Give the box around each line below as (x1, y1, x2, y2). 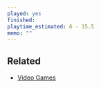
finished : (7, 17, 36, 24)
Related (7, 55, 42, 67)
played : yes (7, 10, 42, 17)
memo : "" (7, 29, 33, 37)
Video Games (17, 73, 57, 82)
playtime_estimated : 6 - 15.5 (7, 23, 95, 30)
